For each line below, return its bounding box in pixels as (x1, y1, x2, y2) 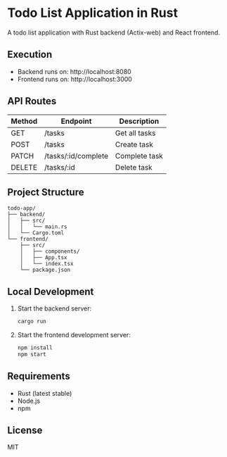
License (7, 425, 43, 437)
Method (11, 116, 38, 126)
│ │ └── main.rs (7, 223, 68, 230)
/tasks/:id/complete (44, 151, 109, 161)
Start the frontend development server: (17, 331, 131, 339)
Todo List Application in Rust (7, 5, 178, 21)
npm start (17, 351, 47, 358)
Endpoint (60, 116, 92, 126)
